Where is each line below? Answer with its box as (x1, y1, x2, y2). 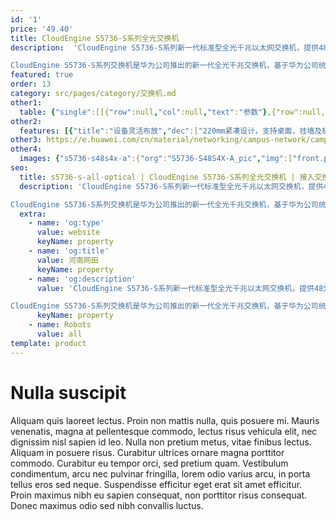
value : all (36, 329, 83, 339)
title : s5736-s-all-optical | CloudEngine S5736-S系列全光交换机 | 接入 (19, 172, 315, 182)
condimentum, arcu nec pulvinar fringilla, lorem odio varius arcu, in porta (10, 467, 311, 480)
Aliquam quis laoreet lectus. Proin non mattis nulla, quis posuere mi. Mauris (10, 414, 320, 426)
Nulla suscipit (10, 381, 127, 404)
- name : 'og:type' (28, 218, 105, 228)
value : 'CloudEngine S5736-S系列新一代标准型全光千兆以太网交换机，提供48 (36, 283, 324, 293)
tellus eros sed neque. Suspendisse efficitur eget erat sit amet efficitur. (10, 478, 303, 490)
